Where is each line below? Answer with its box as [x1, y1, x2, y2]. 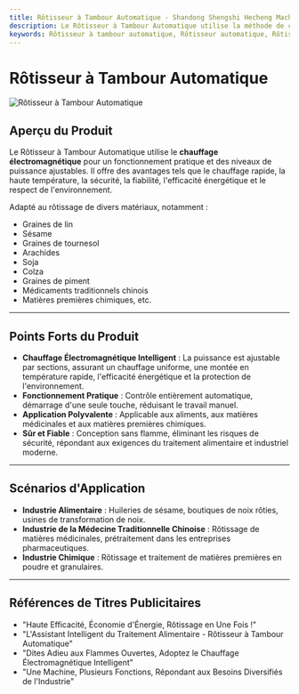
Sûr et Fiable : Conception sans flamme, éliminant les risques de [21, 428, 260, 439]
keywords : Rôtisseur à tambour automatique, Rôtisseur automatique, [9, 29, 269, 38]
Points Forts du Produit [9, 328, 140, 343]
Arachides [21, 247, 61, 258]
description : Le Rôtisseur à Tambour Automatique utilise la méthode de [9, 21, 285, 30]
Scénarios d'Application [9, 481, 146, 496]
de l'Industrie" [21, 675, 75, 686]
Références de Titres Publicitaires [9, 595, 202, 610]
